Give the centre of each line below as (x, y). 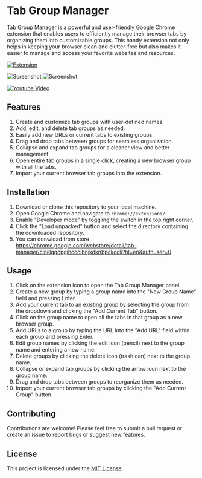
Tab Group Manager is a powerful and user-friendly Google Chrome (91, 27)
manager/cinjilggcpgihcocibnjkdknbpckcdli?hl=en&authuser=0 (93, 252)
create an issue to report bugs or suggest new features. (76, 435)
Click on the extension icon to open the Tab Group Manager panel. (98, 286)
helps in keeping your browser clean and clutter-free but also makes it (94, 47)
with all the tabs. (36, 166)
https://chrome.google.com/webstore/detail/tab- (76, 245)
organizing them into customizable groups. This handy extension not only (98, 40)
